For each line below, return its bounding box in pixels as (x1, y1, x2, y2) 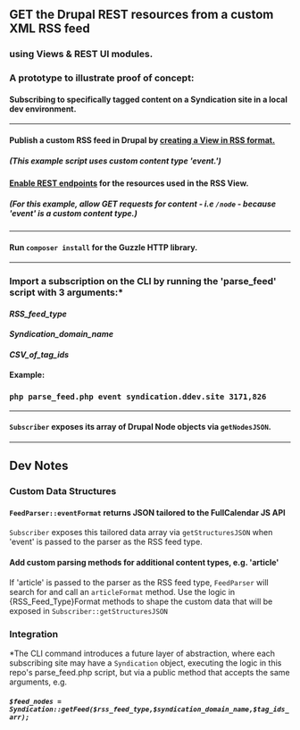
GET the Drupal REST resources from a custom (9, 7, 274, 22)
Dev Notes (9, 458, 69, 474)
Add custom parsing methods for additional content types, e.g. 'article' (9, 558, 279, 568)
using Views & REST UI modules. (9, 48, 154, 61)
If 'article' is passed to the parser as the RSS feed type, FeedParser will (9, 576, 270, 588)
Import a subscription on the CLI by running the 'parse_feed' (9, 275, 277, 288)
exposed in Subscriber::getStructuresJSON (9, 605, 168, 616)
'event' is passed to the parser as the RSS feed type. (9, 536, 203, 548)
